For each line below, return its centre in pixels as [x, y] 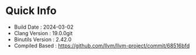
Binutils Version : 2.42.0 [42, 39]
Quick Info [31, 11]
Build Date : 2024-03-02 [44, 27]
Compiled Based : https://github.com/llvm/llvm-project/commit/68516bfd [102, 46]
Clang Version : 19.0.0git [43, 33]
